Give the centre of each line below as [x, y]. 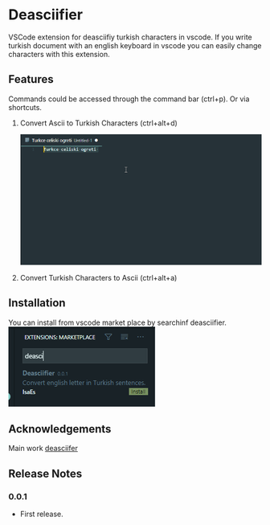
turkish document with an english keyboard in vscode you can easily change [135, 45]
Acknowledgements [60, 429]
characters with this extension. [59, 54]
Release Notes [45, 473]
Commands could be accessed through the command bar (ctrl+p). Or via [129, 99]
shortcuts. [25, 107]
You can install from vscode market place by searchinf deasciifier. [118, 322]
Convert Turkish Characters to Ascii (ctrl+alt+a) [98, 277]
